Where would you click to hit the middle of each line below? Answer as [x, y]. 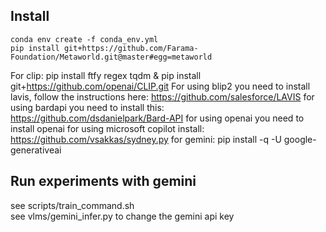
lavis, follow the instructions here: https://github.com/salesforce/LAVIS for [162, 96]
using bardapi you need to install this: [87, 107]
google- [300, 139]
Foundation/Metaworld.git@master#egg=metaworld [111, 57]
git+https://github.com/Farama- [131, 48]
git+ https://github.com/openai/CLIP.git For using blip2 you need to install [160, 86]
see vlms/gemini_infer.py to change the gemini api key [122, 216]
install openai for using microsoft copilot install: [107, 128]
